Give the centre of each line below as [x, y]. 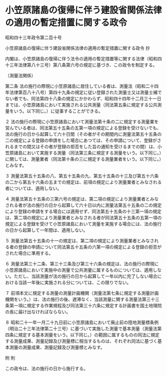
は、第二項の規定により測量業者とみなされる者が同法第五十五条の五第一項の [83, 217]
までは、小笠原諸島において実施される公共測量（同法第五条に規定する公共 [81, 105]
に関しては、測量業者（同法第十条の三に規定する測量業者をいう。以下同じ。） [83, 159]
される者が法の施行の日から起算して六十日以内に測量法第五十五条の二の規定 [83, 205]
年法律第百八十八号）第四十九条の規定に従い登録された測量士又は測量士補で [83, 92]
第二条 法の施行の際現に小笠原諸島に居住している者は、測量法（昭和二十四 [82, 86]
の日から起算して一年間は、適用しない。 [46, 230]
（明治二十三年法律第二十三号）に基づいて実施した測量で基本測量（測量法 [81, 328]
